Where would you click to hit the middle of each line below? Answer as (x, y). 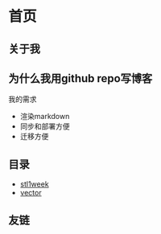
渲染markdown (45, 117)
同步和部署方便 (45, 126)
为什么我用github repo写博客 (80, 78)
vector (31, 193)
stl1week (35, 184)
